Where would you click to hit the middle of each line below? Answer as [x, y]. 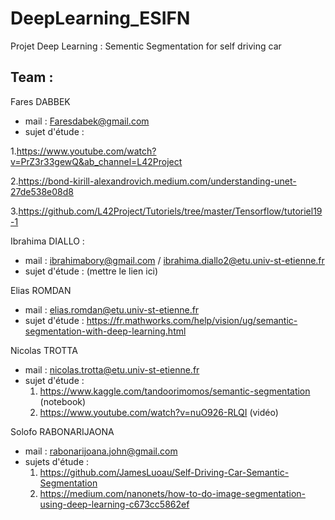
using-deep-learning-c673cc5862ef [114, 504]
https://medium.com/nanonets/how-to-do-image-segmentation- [173, 493]
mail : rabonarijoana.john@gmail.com [101, 451]
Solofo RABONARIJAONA [62, 431]
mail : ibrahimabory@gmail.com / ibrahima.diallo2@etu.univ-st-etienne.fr [174, 260]
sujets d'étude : [57, 461]
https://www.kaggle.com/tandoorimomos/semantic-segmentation [175, 391]
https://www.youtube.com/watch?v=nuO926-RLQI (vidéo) [159, 412]
